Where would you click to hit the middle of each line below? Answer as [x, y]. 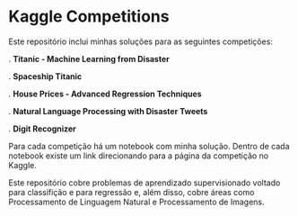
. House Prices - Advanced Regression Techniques [105, 94]
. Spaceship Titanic [45, 76]
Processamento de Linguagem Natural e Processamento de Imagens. [137, 202]
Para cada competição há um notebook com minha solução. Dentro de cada [149, 146]
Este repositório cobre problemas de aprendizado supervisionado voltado [145, 183]
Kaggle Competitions [89, 17]
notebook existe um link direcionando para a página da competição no [139, 156]
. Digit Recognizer [43, 129]
